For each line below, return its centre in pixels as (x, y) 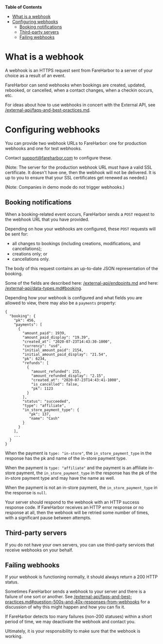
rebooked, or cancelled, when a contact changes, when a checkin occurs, (79, 90)
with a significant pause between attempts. (48, 517)
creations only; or (30, 254)
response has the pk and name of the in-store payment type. (66, 458)
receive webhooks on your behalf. (39, 550)
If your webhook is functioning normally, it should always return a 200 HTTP (81, 577)
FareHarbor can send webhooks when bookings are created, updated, (75, 85)
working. (14, 636)
